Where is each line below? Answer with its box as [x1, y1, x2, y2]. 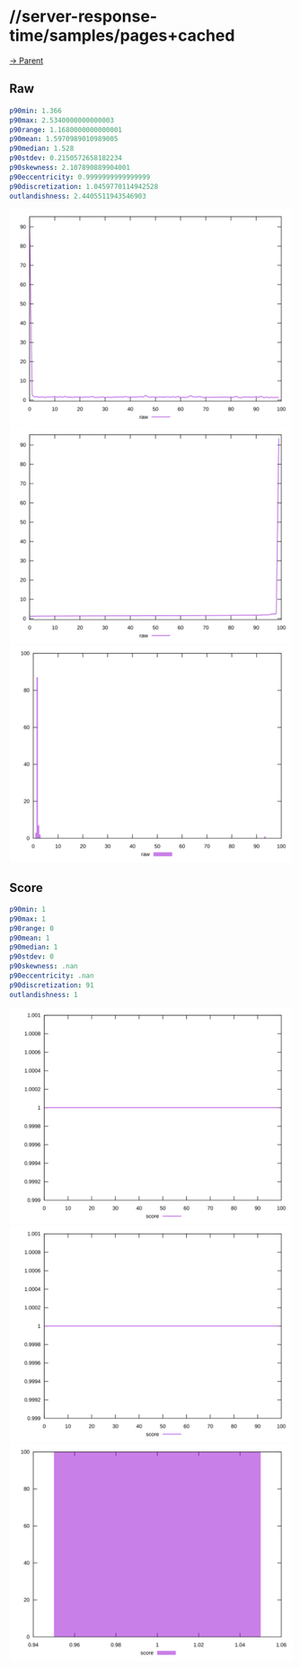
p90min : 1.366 [9, 106, 63, 115]
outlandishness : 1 [9, 990, 78, 999]
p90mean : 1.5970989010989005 [9, 135, 119, 144]
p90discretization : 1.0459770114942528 [9, 182, 159, 191]
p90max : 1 [9, 914, 47, 923]
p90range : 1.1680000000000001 [9, 125, 123, 134]
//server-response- [9, 6, 158, 27]
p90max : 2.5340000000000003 [9, 115, 115, 125]
